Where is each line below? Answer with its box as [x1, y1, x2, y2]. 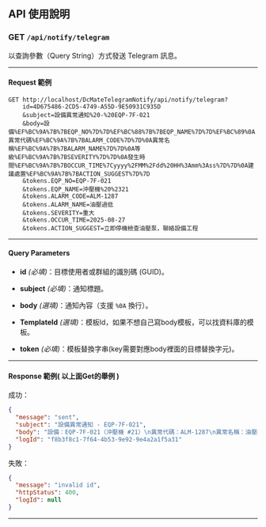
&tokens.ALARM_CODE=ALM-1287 [22, 192, 119, 200]
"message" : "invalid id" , [15, 481, 101, 489]
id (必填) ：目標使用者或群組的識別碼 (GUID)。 [19, 267, 169, 277]
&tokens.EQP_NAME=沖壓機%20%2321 [22, 185, 129, 193]
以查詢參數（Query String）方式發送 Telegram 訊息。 [8, 51, 182, 60]
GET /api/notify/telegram [8, 32, 110, 43]
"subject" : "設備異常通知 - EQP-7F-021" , [15, 421, 147, 429]
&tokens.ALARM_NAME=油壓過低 [22, 200, 114, 208]
